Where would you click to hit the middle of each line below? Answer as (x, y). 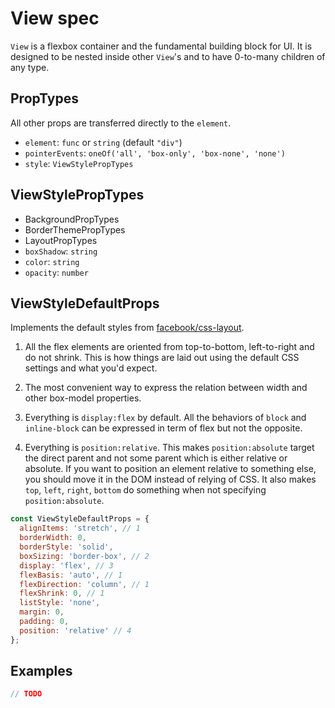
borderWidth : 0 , (53, 538)
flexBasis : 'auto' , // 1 (71, 575)
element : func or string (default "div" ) (103, 142)
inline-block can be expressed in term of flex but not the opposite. (163, 428)
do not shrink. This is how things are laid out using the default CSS (162, 358)
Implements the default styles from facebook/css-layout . (127, 328)
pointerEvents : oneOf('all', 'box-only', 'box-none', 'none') (155, 153)
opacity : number (56, 272)
